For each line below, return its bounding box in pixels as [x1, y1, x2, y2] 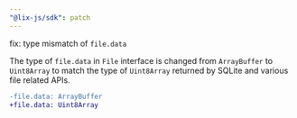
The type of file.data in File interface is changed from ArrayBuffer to [9, 55, 274, 66]
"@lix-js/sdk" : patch [9, 13, 91, 23]
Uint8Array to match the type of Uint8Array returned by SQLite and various [9, 65, 289, 76]
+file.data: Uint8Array [9, 100, 99, 109]
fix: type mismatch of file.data [9, 38, 127, 49]
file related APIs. [9, 74, 70, 86]
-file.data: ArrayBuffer [9, 92, 103, 101]
